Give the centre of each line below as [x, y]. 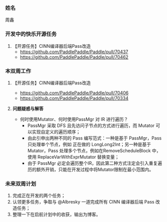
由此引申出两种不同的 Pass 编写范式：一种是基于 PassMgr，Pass [95, 138]
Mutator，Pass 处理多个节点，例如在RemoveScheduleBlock [89, 150]
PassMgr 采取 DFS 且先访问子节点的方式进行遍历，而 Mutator [91, 125]
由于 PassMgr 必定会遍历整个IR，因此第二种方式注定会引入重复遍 [95, 163]
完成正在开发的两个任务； [39, 196]
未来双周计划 [21, 183]
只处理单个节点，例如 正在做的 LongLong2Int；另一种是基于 [89, 144]
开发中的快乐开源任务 [31, 34]
